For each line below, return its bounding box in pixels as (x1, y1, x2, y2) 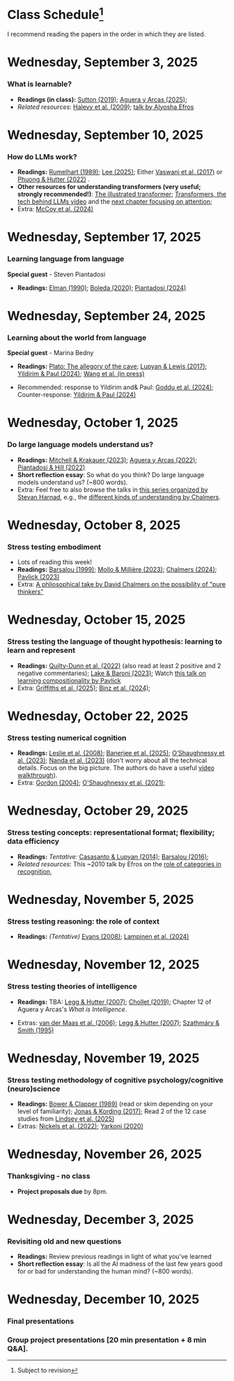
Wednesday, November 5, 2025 (7, 891, 194, 907)
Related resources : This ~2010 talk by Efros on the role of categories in (17, 859, 221, 868)
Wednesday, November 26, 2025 (7, 1147, 202, 1162)
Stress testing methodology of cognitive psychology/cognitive (7, 1075, 224, 1085)
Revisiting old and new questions (7, 1236, 122, 1246)
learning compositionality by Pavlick (17, 676, 121, 684)
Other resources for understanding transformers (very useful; (17, 183, 201, 191)
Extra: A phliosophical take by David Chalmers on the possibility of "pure (17, 580, 226, 589)
